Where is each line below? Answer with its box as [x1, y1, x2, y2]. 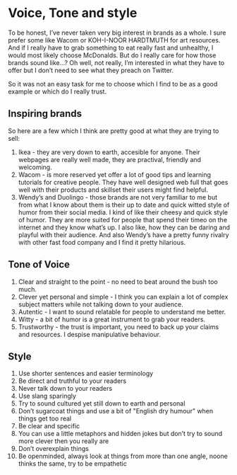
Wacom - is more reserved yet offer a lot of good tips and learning [18, 170, 211, 178]
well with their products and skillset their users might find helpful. [18, 185, 209, 194]
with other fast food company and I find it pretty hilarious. [18, 238, 186, 246]
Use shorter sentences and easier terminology [18, 370, 154, 378]
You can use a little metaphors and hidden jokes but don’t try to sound [18, 430, 223, 438]
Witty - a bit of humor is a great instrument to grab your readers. [18, 315, 206, 324]
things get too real [18, 414, 72, 423]
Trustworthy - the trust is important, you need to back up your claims [18, 322, 219, 331]
